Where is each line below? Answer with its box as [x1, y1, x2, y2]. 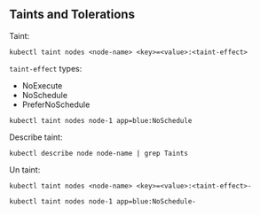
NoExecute [21, 80, 63, 91]
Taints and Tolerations [9, 7, 136, 22]
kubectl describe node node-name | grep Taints [9, 149, 189, 157]
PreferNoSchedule [21, 99, 91, 110]
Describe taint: [9, 132, 63, 142]
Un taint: [9, 164, 41, 175]
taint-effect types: [9, 63, 83, 73]
